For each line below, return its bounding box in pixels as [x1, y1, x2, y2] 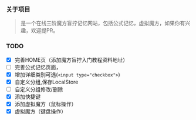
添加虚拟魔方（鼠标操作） [14, 100, 77, 107]
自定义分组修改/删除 [14, 85, 63, 92]
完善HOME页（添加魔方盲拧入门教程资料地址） [14, 56, 128, 63]
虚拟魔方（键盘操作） [14, 108, 66, 115]
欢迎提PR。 [31, 27, 59, 34]
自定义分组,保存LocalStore [14, 78, 79, 85]
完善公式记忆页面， [14, 64, 62, 71]
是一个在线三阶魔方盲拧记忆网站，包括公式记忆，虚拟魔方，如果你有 [20, 19, 185, 27]
